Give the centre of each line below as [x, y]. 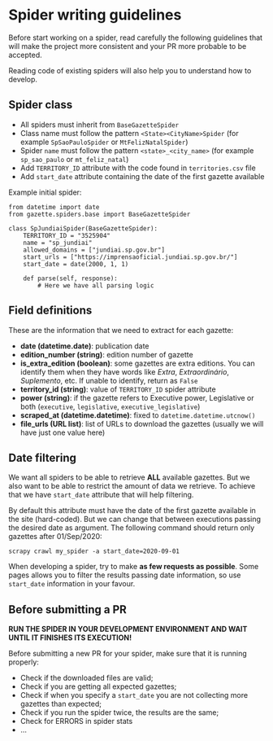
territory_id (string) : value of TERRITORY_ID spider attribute [118, 389]
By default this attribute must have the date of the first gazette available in [132, 511]
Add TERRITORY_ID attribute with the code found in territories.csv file [138, 168]
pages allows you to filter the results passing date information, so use [125, 575]
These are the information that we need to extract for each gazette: [121, 330]
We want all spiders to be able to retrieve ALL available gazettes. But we [129, 477]
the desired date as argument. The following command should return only [132, 528]
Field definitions [50, 311]
